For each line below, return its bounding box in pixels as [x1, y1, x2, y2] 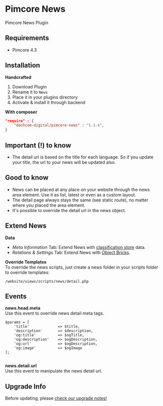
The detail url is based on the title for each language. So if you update [12, 154, 154, 160]
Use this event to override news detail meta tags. [5, 310, 104, 316]
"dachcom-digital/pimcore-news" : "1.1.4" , [14, 123, 105, 128]
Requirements [5, 34, 49, 42]
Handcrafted [5, 74, 32, 80]
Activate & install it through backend [12, 99, 86, 105]
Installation [5, 61, 40, 70]
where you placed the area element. [12, 202, 85, 208]
